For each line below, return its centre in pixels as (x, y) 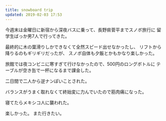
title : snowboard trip (29, 10)
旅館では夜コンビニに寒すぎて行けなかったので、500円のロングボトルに (80, 64)
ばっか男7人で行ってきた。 (42, 36)
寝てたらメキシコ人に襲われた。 (38, 102)
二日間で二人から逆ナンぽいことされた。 (47, 81)
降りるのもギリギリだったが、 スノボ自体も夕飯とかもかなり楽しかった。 (81, 53)
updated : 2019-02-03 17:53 (34, 15)
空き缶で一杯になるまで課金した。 (58, 70)
